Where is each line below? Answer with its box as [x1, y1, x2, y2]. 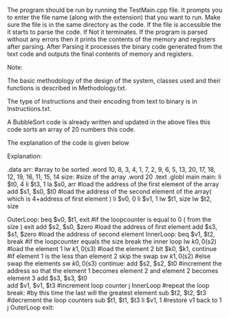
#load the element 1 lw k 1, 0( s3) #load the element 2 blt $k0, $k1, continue [7, 245, 217, 252]
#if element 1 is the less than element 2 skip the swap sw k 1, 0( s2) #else [7, 252, 211, 260]
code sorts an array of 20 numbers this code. [7, 126, 135, 133]
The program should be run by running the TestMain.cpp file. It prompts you [7, 6, 223, 14]
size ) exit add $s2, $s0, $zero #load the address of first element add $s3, [7, 223, 218, 230]
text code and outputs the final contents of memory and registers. [7, 50, 194, 58]
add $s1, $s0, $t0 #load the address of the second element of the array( [7, 188, 212, 195]
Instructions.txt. [7, 105, 52, 112]
